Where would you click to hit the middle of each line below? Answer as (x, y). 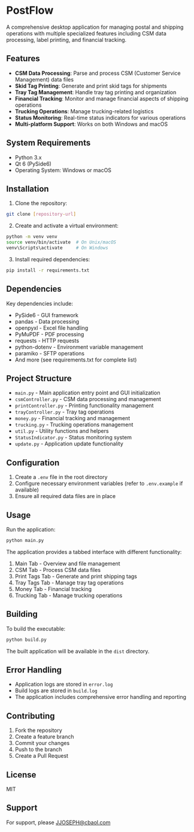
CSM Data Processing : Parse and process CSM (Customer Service (98, 73)
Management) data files (44, 79)
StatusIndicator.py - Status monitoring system (73, 438)
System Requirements (48, 143)
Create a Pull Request (42, 756)
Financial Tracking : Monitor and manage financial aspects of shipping (101, 98)
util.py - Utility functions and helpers (62, 431)
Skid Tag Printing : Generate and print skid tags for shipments (91, 86)
